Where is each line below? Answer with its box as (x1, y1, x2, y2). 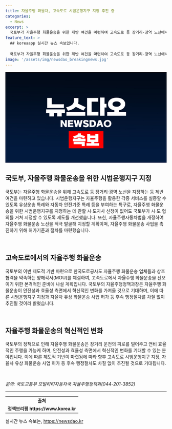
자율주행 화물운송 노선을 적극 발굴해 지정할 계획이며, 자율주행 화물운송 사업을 (5, 220, 159, 227)
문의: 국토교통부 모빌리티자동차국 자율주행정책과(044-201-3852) (5, 381, 136, 387)
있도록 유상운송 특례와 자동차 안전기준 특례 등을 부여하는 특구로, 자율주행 (5, 201, 150, 208)
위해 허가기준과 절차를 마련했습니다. (18, 227, 91, 233)
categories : (5, 13, 31, 19)
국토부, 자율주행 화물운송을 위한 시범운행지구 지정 (5, 174, 152, 183)
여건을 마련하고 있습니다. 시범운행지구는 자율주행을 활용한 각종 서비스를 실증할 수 (5, 195, 167, 201)
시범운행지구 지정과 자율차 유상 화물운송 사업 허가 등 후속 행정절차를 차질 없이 (10, 294, 165, 300)
